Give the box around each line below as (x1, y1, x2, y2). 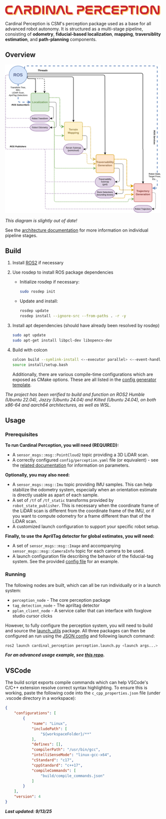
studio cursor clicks (12, 613, 53, 619)
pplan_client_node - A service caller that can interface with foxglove (12, 607, 152, 614)
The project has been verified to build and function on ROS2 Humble (5, 391, 145, 397)
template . (12, 382, 32, 387)
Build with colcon (12, 347, 48, 353)
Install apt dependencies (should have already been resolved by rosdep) (12, 323, 160, 329)
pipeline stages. (5, 232, 38, 238)
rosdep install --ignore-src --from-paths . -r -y (19, 314, 126, 319)
